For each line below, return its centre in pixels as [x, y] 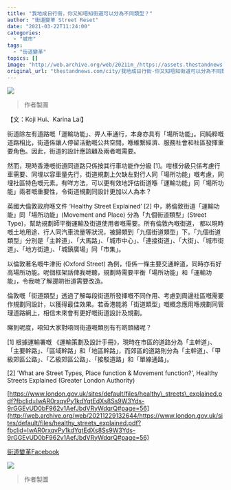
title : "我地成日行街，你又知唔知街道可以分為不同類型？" [80, 13]
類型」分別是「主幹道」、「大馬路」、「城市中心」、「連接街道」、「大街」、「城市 [112, 240]
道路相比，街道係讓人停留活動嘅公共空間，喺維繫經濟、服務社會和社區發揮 [112, 142]
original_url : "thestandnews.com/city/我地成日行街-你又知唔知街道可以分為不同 [114, 71]
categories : [24, 33]
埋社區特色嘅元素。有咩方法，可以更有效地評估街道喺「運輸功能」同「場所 [112, 182]
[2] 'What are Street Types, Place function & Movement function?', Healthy [113, 373]
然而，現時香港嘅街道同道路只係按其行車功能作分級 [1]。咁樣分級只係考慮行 [114, 165]
